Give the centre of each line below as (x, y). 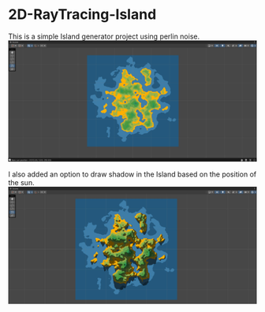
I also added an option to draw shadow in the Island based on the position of (132, 174)
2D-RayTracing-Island (82, 15)
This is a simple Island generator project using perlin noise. (104, 36)
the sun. (21, 182)
